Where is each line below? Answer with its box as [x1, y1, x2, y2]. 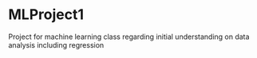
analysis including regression [8, 40, 105, 49]
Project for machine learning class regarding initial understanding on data [8, 32, 250, 41]
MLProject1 [8, 6, 85, 24]
